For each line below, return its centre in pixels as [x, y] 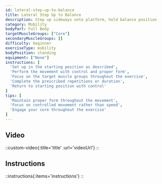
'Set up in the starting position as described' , [64, 67]
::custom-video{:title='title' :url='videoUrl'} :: [52, 147]
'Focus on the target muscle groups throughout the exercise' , [79, 77]
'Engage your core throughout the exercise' [58, 110]
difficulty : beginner [28, 43]
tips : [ [14, 96]
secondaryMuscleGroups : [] [34, 39]
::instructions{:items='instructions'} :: [44, 176]
